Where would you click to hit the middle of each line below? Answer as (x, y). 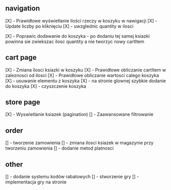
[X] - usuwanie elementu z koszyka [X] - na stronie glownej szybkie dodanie (86, 81)
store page (23, 102)
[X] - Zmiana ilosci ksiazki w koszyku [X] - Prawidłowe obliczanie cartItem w (86, 70)
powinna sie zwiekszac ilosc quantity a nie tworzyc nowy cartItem (75, 41)
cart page (21, 57)
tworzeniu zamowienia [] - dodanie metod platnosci (59, 148)
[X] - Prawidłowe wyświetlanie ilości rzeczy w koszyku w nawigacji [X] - (81, 20)
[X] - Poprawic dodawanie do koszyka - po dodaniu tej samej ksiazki (78, 36)
